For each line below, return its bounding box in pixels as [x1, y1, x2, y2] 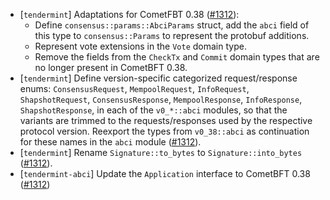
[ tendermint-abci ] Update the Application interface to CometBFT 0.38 [19, 168, 311, 179]
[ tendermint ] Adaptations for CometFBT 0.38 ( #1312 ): [19, 9, 240, 20]
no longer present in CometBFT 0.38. [34, 62, 188, 73]
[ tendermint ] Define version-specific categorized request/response [19, 72, 298, 84]
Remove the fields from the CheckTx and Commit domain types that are [34, 51, 320, 63]
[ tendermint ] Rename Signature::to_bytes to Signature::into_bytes [19, 147, 303, 158]
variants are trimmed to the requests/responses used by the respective [19, 115, 313, 126]
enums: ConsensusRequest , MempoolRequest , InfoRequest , [19, 83, 250, 94]
